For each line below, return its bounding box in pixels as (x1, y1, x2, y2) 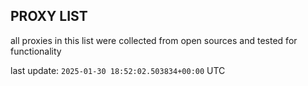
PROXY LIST (10, 8, 88, 25)
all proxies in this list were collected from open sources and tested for (10, 34, 298, 46)
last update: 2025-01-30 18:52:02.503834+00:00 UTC (10, 64, 226, 76)
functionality (10, 45, 62, 57)
